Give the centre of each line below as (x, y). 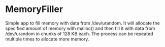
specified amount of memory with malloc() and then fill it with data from (80, 28)
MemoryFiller (34, 9)
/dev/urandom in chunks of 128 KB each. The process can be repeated (79, 33)
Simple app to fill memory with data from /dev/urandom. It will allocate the (82, 23)
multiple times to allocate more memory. (47, 39)
